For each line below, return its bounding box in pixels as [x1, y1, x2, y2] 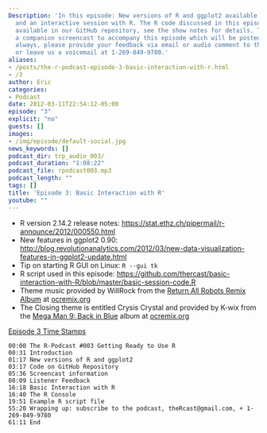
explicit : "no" [8, 115, 59, 123]
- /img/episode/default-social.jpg [8, 137, 126, 145]
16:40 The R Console [8, 390, 77, 398]
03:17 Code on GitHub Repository [8, 362, 119, 370]
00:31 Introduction [8, 349, 73, 357]
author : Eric [8, 78, 52, 86]
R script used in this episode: [19, 269, 115, 278]
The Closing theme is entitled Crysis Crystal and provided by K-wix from [19, 303, 257, 312]
